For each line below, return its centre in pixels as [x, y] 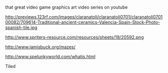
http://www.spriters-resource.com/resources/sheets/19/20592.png [74, 37]
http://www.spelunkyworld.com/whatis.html [50, 56]
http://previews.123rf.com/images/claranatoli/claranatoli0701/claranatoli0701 [84, 17]
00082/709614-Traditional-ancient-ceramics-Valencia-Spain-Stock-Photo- [83, 22]
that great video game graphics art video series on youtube [66, 7]
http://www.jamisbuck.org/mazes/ [40, 47]
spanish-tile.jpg [21, 27]
